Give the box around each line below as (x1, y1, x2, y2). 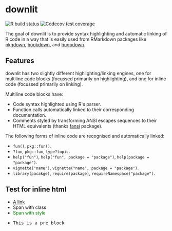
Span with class (12, 204, 47, 210)
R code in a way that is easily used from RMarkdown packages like (5, 36, 146, 42)
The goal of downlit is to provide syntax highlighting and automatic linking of (5, 30, 167, 37)
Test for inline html (5, 185, 67, 194)
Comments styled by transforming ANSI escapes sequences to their (12, 117, 157, 123)
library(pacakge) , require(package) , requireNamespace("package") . (12, 170, 156, 176)
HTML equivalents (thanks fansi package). (12, 122, 103, 129)
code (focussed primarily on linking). (5, 81, 83, 87)
